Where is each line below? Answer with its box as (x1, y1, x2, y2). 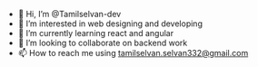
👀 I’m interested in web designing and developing (17, 18, 203, 29)
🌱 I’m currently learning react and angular (17, 28, 174, 38)
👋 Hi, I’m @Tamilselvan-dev (17, 9, 122, 19)
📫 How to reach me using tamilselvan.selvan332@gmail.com (17, 48, 249, 58)
